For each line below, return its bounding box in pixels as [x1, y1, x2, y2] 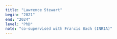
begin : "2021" [5, 12, 36, 17]
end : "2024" [5, 17, 31, 22]
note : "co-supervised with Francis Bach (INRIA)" [5, 26, 113, 31]
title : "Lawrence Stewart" [5, 7, 63, 13]
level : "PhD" [5, 21, 33, 27]
